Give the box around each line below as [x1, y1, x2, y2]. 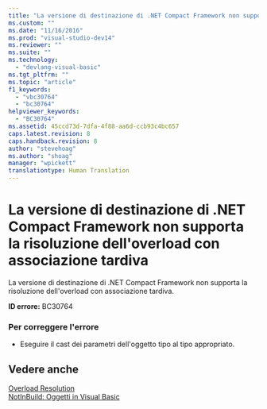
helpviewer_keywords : [8, 108, 80, 116]
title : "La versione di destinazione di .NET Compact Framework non [8, 11, 240, 20]
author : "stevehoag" [8, 145, 77, 152]
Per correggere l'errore [8, 321, 99, 332]
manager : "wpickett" [8, 160, 77, 168]
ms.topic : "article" [8, 78, 77, 86]
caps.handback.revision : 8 [8, 137, 98, 145]
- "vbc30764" [15, 93, 59, 101]
